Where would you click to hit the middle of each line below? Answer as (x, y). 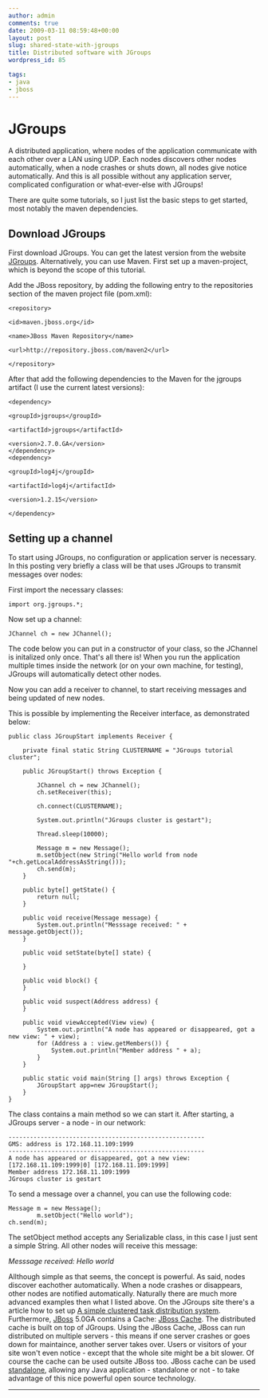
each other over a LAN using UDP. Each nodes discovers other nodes (122, 159)
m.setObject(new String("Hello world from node (117, 855)
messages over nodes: (46, 574)
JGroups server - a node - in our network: (77, 1123)
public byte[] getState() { (69, 890)
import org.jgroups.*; (46, 604)
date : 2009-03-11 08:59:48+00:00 (64, 30)
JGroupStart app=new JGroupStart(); (98, 1085)
